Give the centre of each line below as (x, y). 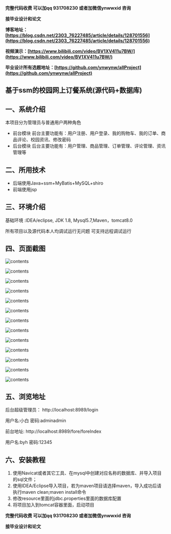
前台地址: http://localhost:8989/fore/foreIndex (53, 431)
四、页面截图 (25, 249)
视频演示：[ (17, 51)
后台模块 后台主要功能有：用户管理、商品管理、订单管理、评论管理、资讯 (89, 146)
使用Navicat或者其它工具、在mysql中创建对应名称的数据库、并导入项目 (87, 473)
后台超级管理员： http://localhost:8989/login (52, 410)
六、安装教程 (25, 460)
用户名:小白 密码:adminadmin (36, 421)
